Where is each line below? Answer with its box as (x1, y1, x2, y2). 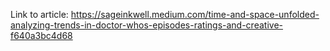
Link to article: (10, 9, 69, 20)
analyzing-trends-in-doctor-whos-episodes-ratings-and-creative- (10, 19, 283, 31)
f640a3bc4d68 (10, 30, 73, 41)
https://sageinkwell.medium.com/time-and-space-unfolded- (70, 9, 320, 20)
